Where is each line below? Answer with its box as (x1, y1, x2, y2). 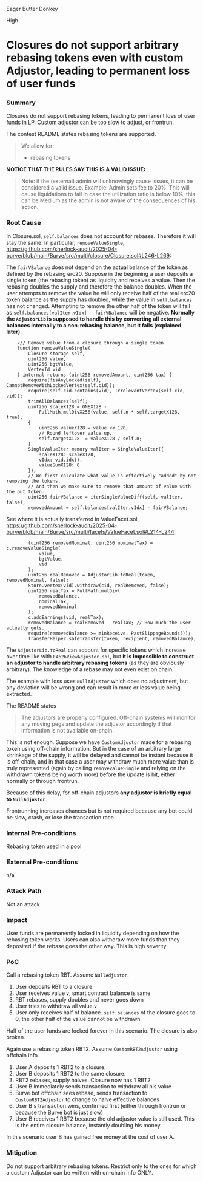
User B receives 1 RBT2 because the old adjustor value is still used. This (15, 1115, 195, 1122)
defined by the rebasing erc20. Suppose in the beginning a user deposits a (6, 270, 193, 277)
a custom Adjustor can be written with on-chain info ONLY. (6, 1169, 153, 1176)
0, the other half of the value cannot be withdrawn (15, 1016, 141, 1023)
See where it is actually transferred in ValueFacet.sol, (6, 515, 139, 522)
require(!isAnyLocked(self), (28, 377, 102, 383)
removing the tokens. (6, 478, 61, 484)
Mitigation (6, 1149, 38, 1157)
